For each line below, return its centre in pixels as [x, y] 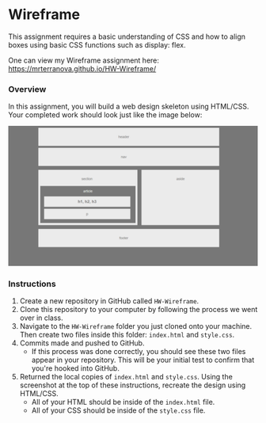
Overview [27, 89]
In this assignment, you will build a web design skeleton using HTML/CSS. [129, 107]
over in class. [41, 318]
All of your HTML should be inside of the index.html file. [123, 402]
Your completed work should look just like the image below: [105, 115]
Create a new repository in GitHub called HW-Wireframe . [109, 301]
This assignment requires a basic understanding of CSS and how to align [127, 36]
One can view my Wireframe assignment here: [84, 60]
